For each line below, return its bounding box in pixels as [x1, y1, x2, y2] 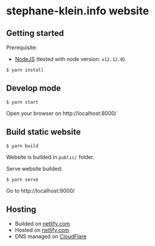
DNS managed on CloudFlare [14, 233, 87, 240]
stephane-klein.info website [6, 4, 149, 18]
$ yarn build [6, 142, 39, 149]
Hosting [6, 205, 37, 215]
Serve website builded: [6, 165, 63, 172]
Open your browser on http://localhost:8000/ [6, 110, 117, 117]
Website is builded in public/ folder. [6, 153, 95, 160]
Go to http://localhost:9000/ [6, 187, 75, 194]
